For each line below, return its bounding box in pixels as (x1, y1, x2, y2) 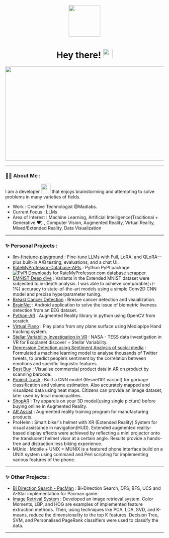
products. (12, 414, 33, 420)
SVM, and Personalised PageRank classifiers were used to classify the (12, 517, 158, 523)
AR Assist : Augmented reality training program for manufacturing (12, 408, 148, 414)
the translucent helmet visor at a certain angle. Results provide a (12, 435, 146, 441)
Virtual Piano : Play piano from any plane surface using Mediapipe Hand (12, 323, 162, 329)
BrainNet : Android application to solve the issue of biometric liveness (12, 301, 157, 308)
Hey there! (56, 50, 102, 61)
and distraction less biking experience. (22, 441, 103, 447)
